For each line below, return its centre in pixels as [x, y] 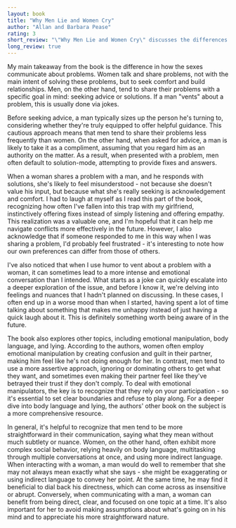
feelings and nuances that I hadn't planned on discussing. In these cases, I [115, 295]
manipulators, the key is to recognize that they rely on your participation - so [118, 391]
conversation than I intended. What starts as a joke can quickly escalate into [117, 280]
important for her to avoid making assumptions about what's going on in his [117, 509]
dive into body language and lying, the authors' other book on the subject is [117, 406]
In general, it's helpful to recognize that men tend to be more [95, 427]
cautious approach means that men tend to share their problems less [107, 133]
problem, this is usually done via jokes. [63, 104]
